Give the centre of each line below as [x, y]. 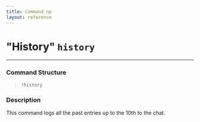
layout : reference [29, 17]
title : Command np [29, 12]
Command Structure [36, 73]
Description [24, 100]
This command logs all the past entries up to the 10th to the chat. [86, 113]
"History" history [51, 47]
